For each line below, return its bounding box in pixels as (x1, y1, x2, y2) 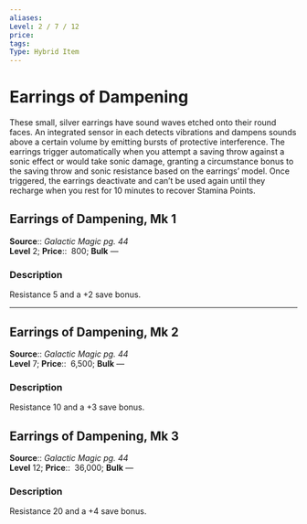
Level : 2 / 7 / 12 (9, 22, 79, 31)
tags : (9, 38, 30, 48)
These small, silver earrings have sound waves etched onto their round (9, 117, 277, 128)
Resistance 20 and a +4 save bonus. (9, 506, 147, 517)
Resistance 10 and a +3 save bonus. (9, 401, 145, 412)
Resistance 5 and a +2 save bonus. (9, 289, 142, 300)
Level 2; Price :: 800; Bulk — (9, 245, 119, 256)
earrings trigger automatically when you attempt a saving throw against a (9, 146, 285, 157)
